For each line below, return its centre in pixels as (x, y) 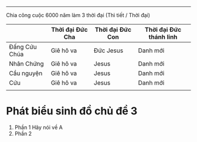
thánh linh (163, 37)
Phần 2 (23, 133)
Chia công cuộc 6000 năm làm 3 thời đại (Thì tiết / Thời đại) (78, 15)
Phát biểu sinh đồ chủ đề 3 (72, 111)
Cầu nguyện (26, 73)
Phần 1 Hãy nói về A (38, 127)
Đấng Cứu (23, 47)
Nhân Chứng (26, 64)
